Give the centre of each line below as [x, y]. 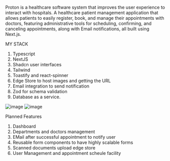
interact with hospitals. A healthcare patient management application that [82, 13]
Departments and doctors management [54, 132]
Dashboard [24, 126]
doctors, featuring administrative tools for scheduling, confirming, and [78, 23]
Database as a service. [37, 97]
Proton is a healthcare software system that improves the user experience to [85, 7]
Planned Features [24, 116]
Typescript [24, 54]
